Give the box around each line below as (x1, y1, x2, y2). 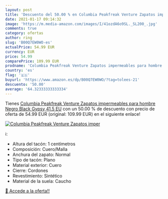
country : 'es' (5, 68, 35, 73)
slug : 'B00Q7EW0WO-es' (5, 40, 52, 45)
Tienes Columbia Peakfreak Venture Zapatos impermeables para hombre (5, 100, 156, 106)
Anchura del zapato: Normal (12, 151, 71, 157)
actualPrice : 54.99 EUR (5, 45, 55, 50)
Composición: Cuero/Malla (12, 146, 67, 152)
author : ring (5, 36, 32, 41)
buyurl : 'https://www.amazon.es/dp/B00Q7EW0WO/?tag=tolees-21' (5, 77, 140, 82)
